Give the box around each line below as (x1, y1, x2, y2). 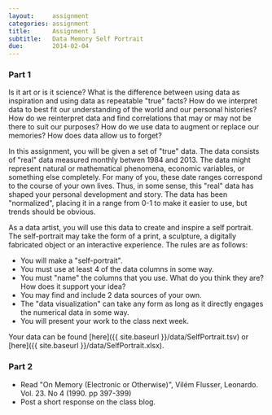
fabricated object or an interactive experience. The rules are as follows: (8, 240, 248, 250)
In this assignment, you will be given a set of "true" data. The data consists (8, 146, 260, 156)
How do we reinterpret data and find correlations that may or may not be (8, 113, 252, 123)
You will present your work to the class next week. (20, 317, 190, 326)
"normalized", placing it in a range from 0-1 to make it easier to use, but (8, 199, 248, 208)
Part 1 (8, 69, 31, 81)
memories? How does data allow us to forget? (8, 131, 163, 141)
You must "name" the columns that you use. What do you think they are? (20, 273, 265, 283)
